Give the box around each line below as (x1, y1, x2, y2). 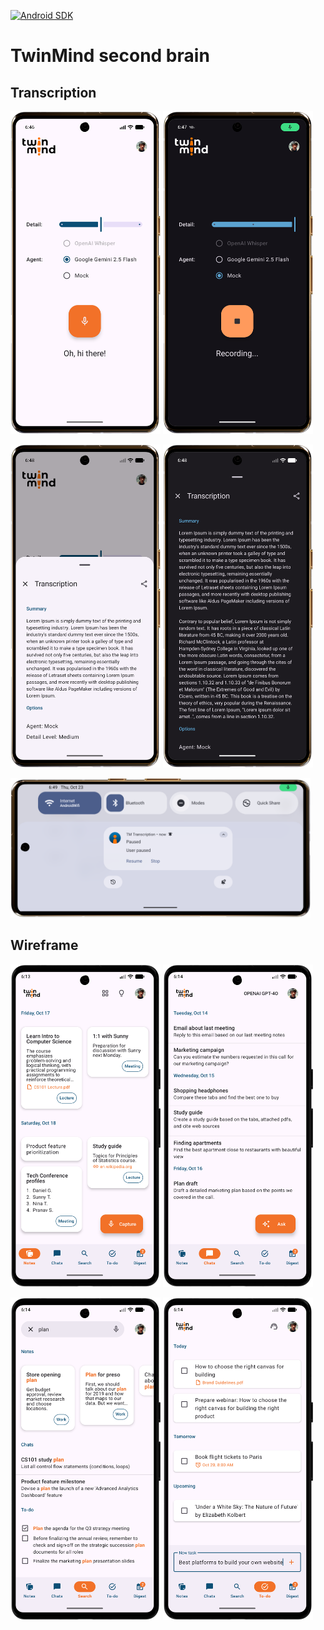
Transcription (10, 84, 97, 101)
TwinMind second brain (10, 45, 210, 67)
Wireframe (10, 937, 79, 954)
